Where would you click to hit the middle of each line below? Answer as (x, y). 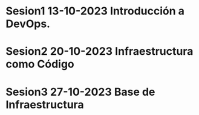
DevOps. (28, 24)
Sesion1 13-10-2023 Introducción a (95, 11)
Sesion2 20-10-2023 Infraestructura (99, 51)
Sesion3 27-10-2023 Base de (80, 92)
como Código (40, 64)
